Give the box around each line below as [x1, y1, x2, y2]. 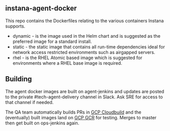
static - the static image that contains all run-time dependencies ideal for [12, 43, 165, 50]
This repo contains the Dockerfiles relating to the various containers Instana [5, 17, 164, 23]
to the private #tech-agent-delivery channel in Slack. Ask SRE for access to [5, 94, 163, 100]
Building [5, 75, 32, 84]
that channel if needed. [5, 99, 54, 105]
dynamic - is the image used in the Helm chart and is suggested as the [12, 33, 161, 39]
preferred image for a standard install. [12, 38, 92, 44]
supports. [5, 23, 25, 29]
